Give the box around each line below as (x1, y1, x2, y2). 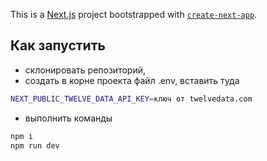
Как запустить (10, 37, 106, 54)
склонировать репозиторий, (24, 64, 146, 76)
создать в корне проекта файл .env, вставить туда (24, 74, 240, 86)
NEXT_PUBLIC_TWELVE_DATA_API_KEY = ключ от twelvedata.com (10, 94, 253, 104)
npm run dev (10, 140, 60, 151)
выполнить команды (24, 112, 113, 124)
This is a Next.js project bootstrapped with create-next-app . (10, 9, 258, 20)
